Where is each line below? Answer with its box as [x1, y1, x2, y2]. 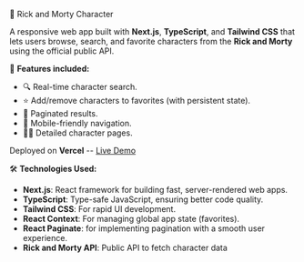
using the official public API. [9, 45, 115, 56]
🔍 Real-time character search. [22, 82, 138, 92]
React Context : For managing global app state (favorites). [22, 214, 239, 224]
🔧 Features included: [9, 64, 90, 74]
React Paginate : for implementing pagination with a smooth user [22, 223, 266, 234]
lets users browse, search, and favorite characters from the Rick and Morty [9, 36, 293, 46]
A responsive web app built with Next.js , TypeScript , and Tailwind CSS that [9, 26, 296, 36]
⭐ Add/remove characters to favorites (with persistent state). [22, 96, 251, 106]
